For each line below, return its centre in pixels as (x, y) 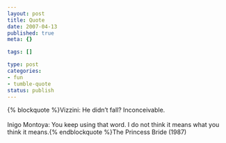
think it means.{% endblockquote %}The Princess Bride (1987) (97, 132)
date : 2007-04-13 (32, 26)
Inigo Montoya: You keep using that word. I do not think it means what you (113, 125)
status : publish (31, 90)
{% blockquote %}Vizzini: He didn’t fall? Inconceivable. (86, 110)
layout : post (26, 14)
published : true (31, 33)
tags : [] (20, 52)
